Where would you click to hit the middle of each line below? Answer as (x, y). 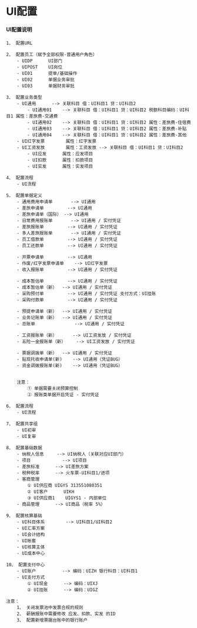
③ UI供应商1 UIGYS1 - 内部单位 (67, 498)
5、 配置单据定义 (24, 196)
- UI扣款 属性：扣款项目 (60, 160)
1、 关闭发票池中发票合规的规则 (50, 608)
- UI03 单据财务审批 (46, 86)
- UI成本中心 (31, 554)
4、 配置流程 (20, 178)
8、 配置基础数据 (24, 448)
